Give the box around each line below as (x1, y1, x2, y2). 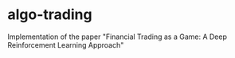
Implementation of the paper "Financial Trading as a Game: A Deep (7, 32, 228, 41)
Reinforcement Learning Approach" (7, 40, 124, 49)
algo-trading (7, 6, 92, 24)
